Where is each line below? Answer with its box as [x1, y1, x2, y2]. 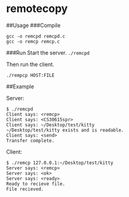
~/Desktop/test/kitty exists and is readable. [6, 127, 124, 133]
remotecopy [6, 2, 68, 16]
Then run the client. [6, 61, 55, 68]
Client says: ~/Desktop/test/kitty [6, 122, 95, 128]
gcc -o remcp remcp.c [6, 38, 60, 44]
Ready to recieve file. [6, 181, 66, 187]
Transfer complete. [6, 138, 55, 144]
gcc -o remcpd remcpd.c [6, 33, 66, 39]
